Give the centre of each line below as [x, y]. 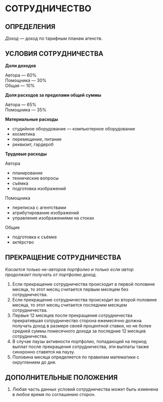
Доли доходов [21, 65]
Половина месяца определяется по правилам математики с [76, 357]
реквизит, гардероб [33, 144]
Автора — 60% [21, 75]
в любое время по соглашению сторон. [54, 395]
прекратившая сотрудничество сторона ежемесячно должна [77, 320]
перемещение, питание [37, 139]
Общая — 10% [20, 85]
